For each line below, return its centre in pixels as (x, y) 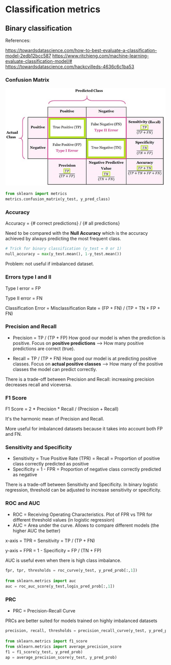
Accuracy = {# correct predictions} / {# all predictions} (63, 224)
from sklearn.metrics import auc (41, 581)
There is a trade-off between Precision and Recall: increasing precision (80, 379)
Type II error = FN (24, 298)
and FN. (13, 434)
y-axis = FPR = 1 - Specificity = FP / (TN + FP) (53, 550)
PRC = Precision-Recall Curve (44, 610)
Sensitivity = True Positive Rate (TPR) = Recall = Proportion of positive (86, 458)
